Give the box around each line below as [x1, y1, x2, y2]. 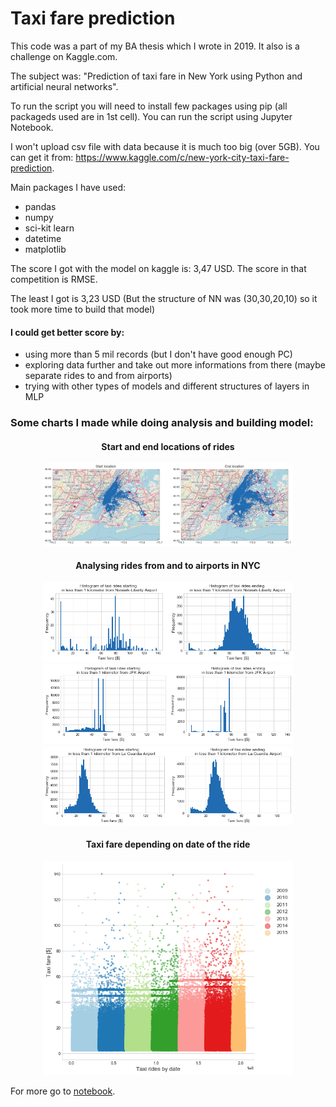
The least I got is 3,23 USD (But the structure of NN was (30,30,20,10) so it [10, 292, 318, 304]
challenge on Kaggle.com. [10, 50, 118, 62]
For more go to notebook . [10, 1085, 116, 1097]
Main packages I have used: [10, 181, 127, 193]
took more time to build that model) [10, 303, 156, 315]
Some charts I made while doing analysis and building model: [10, 416, 314, 430]
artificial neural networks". [10, 80, 119, 92]
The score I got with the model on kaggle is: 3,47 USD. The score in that [10, 262, 307, 274]
